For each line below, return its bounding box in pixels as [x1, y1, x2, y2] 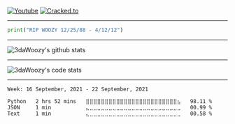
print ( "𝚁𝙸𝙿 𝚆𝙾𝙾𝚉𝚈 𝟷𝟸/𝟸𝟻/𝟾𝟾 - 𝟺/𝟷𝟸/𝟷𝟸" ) [7, 26, 124, 33]
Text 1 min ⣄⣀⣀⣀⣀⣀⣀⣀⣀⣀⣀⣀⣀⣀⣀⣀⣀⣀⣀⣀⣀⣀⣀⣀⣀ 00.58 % [7, 110, 213, 117]
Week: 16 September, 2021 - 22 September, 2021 [7, 86, 149, 93]
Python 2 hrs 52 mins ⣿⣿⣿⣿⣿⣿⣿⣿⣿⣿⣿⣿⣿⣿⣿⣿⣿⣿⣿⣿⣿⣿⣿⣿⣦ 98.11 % [7, 98, 213, 104]
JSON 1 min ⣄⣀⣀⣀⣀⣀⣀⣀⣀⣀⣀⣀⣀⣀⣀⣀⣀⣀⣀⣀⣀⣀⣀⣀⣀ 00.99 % [7, 104, 213, 111]
